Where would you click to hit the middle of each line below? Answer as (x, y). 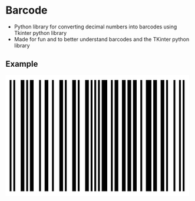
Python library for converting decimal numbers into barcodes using (95, 27)
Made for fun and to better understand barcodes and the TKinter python (102, 39)
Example (22, 64)
